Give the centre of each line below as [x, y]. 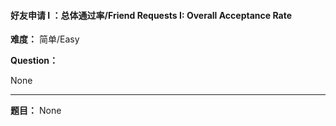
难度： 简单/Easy [45, 39]
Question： [34, 61]
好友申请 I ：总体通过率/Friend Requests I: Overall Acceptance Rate [151, 15]
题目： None [36, 111]
